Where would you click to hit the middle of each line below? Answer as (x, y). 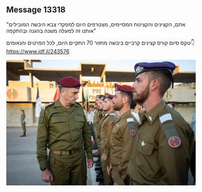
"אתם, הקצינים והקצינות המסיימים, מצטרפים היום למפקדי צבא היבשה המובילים (96, 24)
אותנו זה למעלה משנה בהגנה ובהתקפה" (51, 31)
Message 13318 (36, 10)
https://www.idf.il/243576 (38, 51)
